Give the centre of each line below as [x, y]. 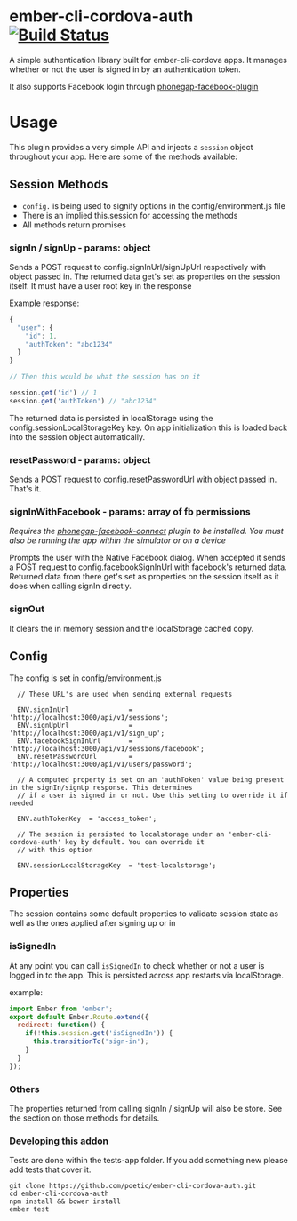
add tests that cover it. [50, 1169]
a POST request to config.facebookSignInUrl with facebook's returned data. [148, 567]
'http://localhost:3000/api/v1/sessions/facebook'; [107, 748]
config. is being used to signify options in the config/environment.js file [154, 205]
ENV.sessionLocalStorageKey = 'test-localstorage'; [117, 865]
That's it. [25, 489]
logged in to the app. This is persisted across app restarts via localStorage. [147, 975]
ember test [29, 1209]
